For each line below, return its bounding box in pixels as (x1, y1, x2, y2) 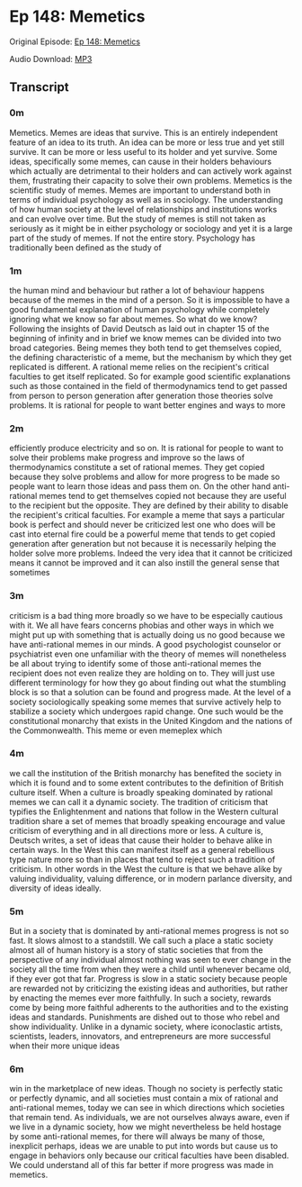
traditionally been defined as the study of (9, 241, 162, 253)
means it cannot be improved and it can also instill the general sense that (9, 557, 280, 568)
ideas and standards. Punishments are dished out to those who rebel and (9, 1011, 280, 1023)
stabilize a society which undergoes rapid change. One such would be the (9, 705, 284, 717)
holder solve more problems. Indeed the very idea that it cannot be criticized (9, 548, 293, 559)
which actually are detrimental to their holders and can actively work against (9, 165, 292, 177)
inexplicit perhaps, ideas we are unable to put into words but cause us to (9, 1141, 279, 1152)
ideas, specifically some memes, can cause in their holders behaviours (9, 156, 272, 167)
